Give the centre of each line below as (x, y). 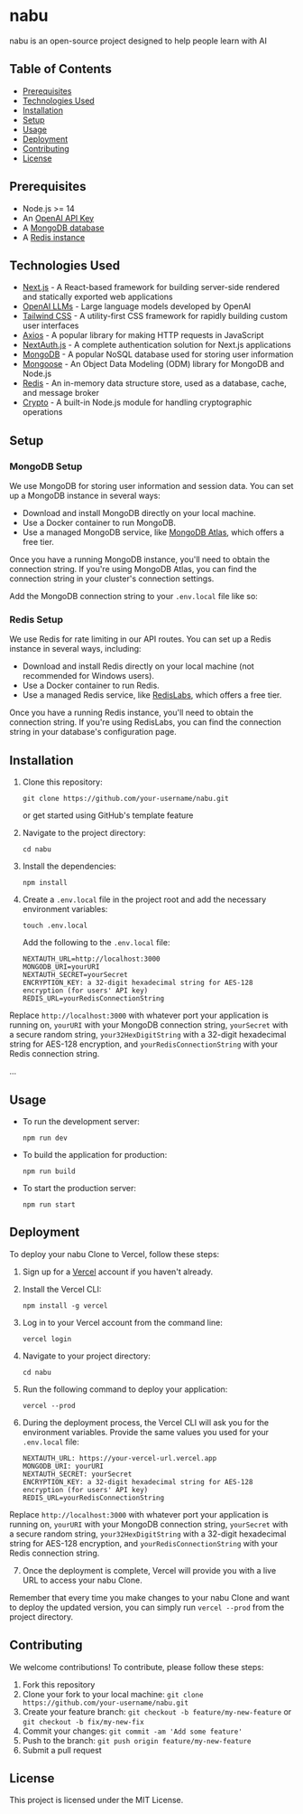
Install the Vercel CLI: (62, 1289)
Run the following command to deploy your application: (125, 1389)
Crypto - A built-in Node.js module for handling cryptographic (137, 402)
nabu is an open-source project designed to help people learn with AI (138, 41)
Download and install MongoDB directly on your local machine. (139, 513)
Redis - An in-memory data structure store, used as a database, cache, (154, 383)
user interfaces (50, 325)
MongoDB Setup (46, 466)
